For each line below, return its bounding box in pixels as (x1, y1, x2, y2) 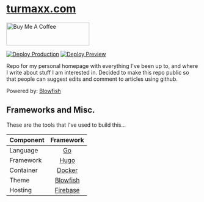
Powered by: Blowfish (6, 87, 61, 94)
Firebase (54, 185, 80, 194)
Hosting (9, 185, 32, 194)
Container (9, 166, 38, 174)
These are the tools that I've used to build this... (6, 121, 126, 129)
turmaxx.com (6, 2, 76, 16)
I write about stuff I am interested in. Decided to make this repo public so (6, 69, 189, 76)
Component (9, 135, 45, 144)
